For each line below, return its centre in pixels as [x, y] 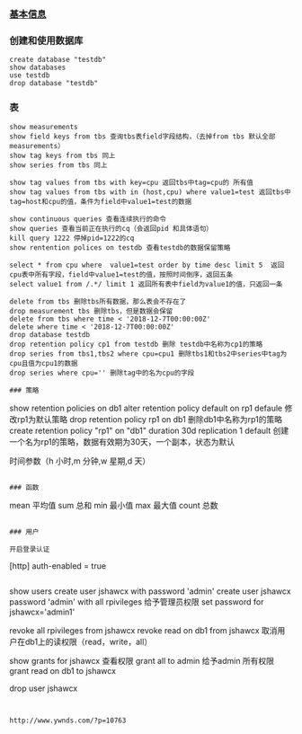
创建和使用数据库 [46, 40]
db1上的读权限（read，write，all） [89, 641]
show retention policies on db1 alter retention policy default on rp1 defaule [146, 408]
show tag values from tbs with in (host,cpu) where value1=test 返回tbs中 [150, 192]
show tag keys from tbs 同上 [62, 155]
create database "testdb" [58, 60]
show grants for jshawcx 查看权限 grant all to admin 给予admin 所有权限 [142, 660]
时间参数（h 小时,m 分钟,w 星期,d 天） [80, 461]
